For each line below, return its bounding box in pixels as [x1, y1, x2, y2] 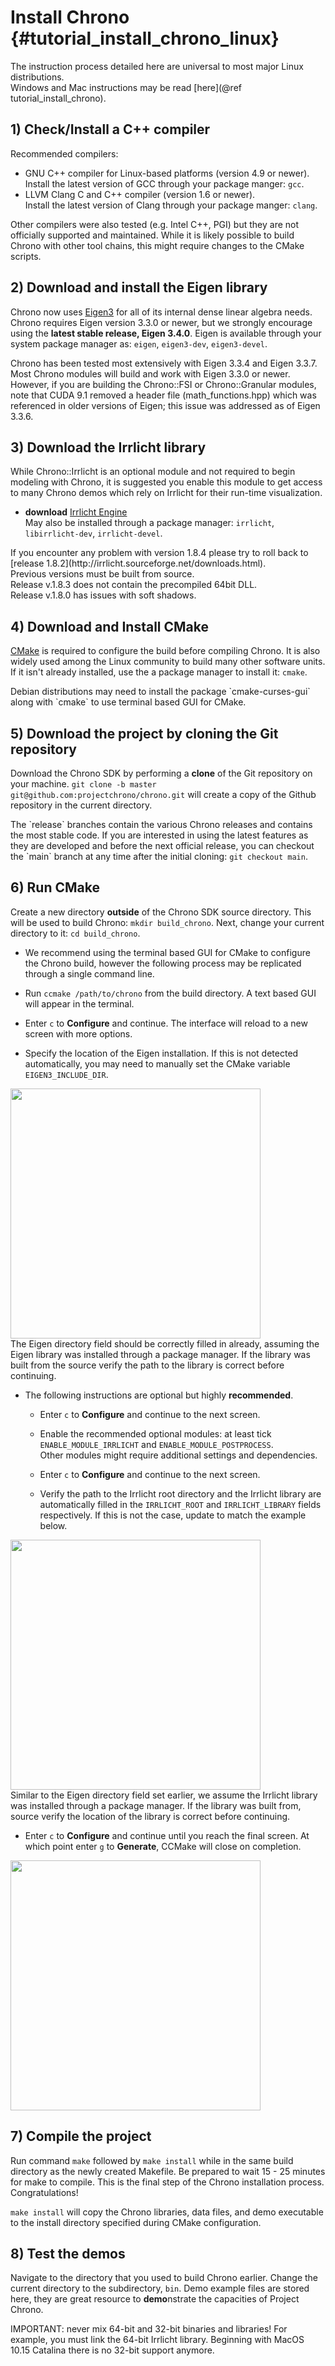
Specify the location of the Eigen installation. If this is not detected [24, 1047, 299, 1059]
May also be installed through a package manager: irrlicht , [24, 517, 275, 529]
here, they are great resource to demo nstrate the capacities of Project [10, 2293, 300, 2305]
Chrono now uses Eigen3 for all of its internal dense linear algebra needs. [10, 306, 313, 318]
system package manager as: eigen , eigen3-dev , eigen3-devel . [10, 337, 268, 350]
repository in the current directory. [10, 799, 153, 811]
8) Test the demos [10, 2246, 126, 2263]
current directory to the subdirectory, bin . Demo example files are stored [10, 2282, 310, 2295]
